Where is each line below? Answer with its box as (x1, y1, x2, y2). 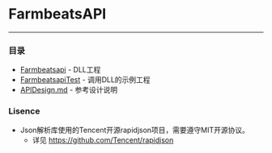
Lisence (8, 105, 40, 117)
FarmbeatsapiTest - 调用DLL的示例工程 (19, 75, 151, 85)
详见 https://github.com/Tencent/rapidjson (32, 134, 174, 145)
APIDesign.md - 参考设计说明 (19, 85, 118, 95)
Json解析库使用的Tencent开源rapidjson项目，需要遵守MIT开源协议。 (19, 125, 249, 134)
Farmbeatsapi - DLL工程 (19, 65, 101, 75)
